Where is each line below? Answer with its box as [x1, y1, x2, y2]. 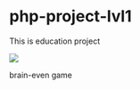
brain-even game [9, 69, 73, 80]
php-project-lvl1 [9, 6, 132, 27]
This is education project [9, 36, 101, 46]
